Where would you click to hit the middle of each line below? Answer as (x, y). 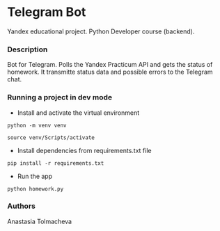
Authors (22, 206)
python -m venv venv (37, 125)
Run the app (35, 176)
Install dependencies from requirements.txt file (84, 150)
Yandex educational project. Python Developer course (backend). (101, 31)
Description (28, 49)
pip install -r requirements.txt (56, 163)
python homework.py (36, 189)
